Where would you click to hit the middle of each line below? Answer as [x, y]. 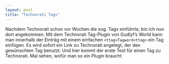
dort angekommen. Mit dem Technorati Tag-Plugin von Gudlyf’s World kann [84, 34]
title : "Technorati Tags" [32, 15]
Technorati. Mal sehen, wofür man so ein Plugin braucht [64, 55]
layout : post [19, 10]
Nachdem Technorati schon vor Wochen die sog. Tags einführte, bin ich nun [85, 29]
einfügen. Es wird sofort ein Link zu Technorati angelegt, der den [73, 45]
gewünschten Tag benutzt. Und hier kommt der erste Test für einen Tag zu [83, 50]
